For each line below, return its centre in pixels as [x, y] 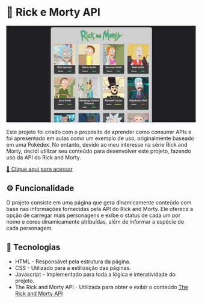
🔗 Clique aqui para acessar [40, 169]
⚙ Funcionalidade [40, 188]
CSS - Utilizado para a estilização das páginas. [73, 268]
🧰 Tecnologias [33, 247]
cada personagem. [29, 228]
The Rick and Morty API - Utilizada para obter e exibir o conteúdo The [101, 287]
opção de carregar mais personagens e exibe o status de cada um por [93, 215]
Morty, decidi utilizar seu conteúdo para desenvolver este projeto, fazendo [99, 151]
